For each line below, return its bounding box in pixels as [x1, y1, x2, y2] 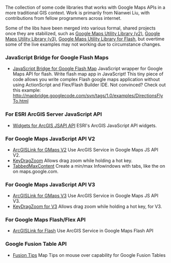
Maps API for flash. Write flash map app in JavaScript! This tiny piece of [12, 71, 164, 77]
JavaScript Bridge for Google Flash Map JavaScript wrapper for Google [12, 66, 163, 72]
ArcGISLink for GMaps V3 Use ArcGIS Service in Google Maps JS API [12, 193, 159, 199]
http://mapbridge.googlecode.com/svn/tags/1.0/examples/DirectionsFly [12, 93, 163, 99]
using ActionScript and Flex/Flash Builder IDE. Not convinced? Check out [12, 82, 166, 88]
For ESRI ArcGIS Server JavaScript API [5, 111, 102, 118]
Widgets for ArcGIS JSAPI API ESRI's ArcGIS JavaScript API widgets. [12, 122, 157, 128]
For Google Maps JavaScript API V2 [5, 135, 95, 142]
